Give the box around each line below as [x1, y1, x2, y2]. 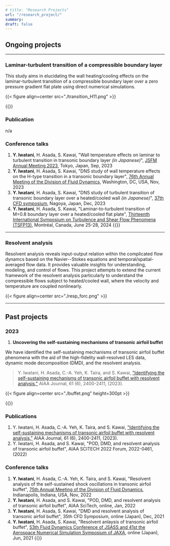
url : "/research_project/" [5, 12, 62, 17]
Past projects [5, 313, 48, 321]
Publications [5, 413, 37, 420]
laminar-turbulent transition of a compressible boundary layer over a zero [5, 78, 158, 84]
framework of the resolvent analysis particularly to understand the [5, 272, 143, 279]
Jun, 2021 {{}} [12, 535, 42, 541]
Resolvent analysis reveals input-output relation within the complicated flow [5, 251, 163, 257]
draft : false [5, 21, 33, 27]
